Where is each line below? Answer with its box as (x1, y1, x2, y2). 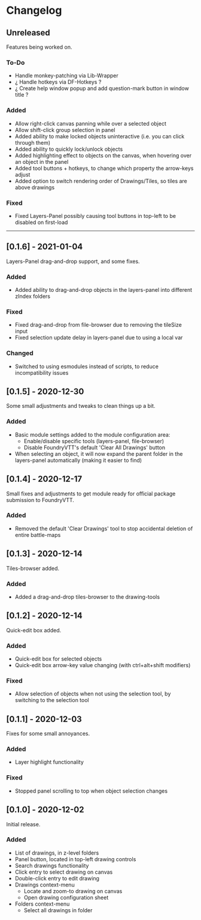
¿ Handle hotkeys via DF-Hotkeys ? (14, 79, 102, 86)
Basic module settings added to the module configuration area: (14, 431, 170, 438)
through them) (14, 139, 51, 146)
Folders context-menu (14, 900, 70, 907)
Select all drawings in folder (23, 906, 93, 913)
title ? (14, 91, 29, 98)
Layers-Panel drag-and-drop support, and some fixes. (6, 258, 140, 265)
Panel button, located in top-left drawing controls (14, 855, 136, 862)
